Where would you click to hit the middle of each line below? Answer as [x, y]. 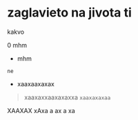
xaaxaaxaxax [36, 83]
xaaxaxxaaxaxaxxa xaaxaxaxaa [67, 97]
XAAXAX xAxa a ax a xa [41, 110]
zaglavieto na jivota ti [70, 13]
